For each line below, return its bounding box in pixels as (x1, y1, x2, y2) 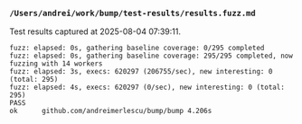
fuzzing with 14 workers (9, 59, 103, 68)
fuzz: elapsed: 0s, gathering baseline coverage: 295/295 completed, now (9, 51, 294, 61)
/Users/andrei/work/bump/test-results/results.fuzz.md (9, 8, 256, 18)
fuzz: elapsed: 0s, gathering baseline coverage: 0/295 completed (9, 44, 265, 53)
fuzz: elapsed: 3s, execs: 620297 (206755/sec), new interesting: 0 (9, 67, 273, 76)
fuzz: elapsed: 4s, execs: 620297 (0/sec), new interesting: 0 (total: (9, 83, 285, 93)
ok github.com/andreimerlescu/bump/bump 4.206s (9, 107, 212, 116)
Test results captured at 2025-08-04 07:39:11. (9, 26, 181, 37)
